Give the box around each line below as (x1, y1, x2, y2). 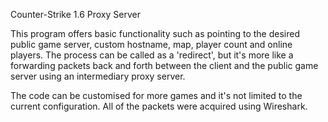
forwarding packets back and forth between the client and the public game (10, 60, 319, 71)
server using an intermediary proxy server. (10, 70, 186, 82)
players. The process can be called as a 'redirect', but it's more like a (10, 49, 294, 61)
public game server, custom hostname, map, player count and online (10, 39, 293, 50)
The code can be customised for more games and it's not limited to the (10, 90, 303, 101)
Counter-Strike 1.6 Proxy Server (10, 9, 141, 20)
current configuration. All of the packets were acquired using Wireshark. (10, 100, 308, 112)
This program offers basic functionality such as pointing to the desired (10, 28, 300, 39)
